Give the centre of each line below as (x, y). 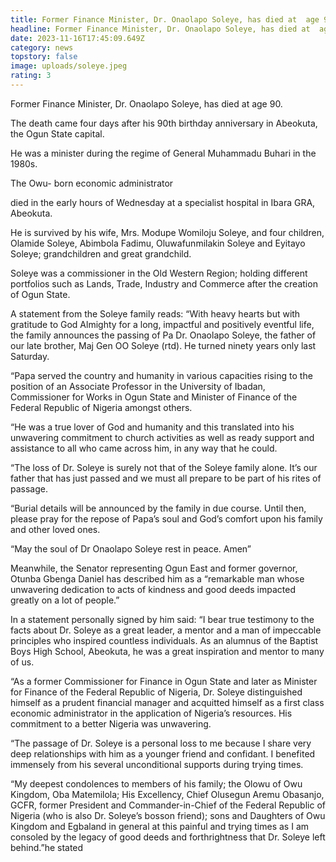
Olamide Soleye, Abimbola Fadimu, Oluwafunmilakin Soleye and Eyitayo (158, 243)
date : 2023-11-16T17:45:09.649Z (77, 38)
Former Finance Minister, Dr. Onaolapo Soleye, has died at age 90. (146, 103)
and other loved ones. (55, 529)
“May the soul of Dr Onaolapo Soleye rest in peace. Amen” (131, 548)
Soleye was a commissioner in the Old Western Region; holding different (159, 273)
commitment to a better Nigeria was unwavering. (111, 723)
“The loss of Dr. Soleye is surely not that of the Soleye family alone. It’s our (164, 467)
